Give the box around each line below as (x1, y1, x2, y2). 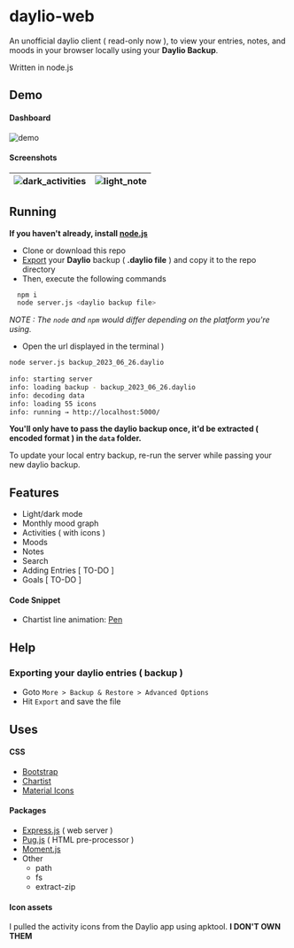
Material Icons (21, 785, 74, 796)
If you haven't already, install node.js (9, 227, 148, 238)
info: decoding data (9, 391, 86, 400)
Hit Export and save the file (21, 697, 121, 707)
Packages (9, 805, 47, 816)
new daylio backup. (9, 459, 81, 470)
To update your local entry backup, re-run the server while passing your (9, 450, 273, 461)
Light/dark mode (21, 509, 83, 520)
